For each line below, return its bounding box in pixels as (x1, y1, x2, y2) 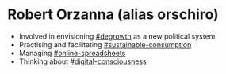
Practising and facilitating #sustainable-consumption (18, 39, 192, 49)
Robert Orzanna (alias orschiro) (7, 6, 219, 24)
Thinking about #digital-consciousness (18, 57, 147, 66)
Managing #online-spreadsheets (18, 48, 126, 57)
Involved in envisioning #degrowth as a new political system (18, 31, 216, 41)
